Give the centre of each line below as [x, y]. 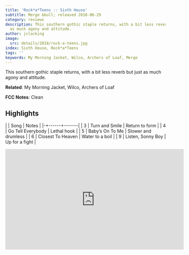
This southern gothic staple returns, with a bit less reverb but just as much [83, 72]
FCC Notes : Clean [24, 97]
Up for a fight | [21, 142]
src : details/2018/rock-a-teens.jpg [49, 43]
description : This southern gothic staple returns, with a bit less [79, 24]
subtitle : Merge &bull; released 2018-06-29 [53, 15]
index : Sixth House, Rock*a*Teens [42, 48]
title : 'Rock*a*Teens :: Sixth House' [46, 10]
